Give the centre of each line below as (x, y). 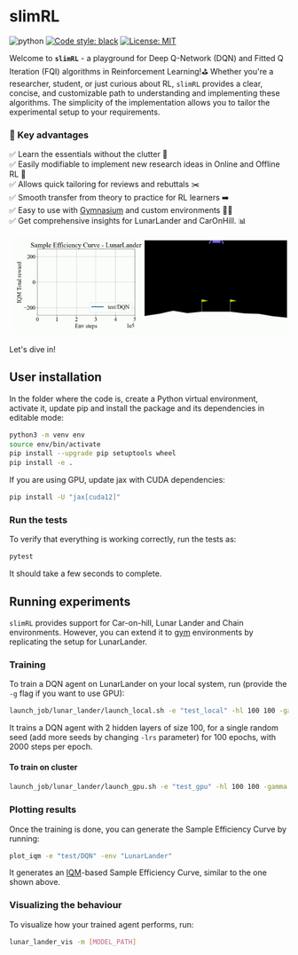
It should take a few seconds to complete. (86, 573)
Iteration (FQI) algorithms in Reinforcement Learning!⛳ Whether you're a (141, 71)
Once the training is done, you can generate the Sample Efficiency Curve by (148, 829)
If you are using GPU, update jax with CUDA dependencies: (118, 480)
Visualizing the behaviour (66, 905)
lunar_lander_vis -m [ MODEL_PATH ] (73, 942)
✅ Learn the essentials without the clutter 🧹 (89, 154)
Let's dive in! (32, 349)
